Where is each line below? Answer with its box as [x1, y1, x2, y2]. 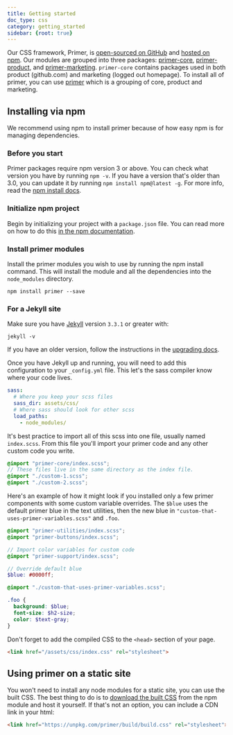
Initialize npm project [7, 204, 80, 214]
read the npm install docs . [7, 187, 82, 195]
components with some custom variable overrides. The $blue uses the [7, 499, 208, 507]
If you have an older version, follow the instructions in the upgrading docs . [7, 345, 220, 354]
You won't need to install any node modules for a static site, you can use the [7, 686, 225, 694]
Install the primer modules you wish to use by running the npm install [7, 259, 204, 268]
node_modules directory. [7, 275, 74, 283]
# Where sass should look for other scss [13, 406, 135, 413]
